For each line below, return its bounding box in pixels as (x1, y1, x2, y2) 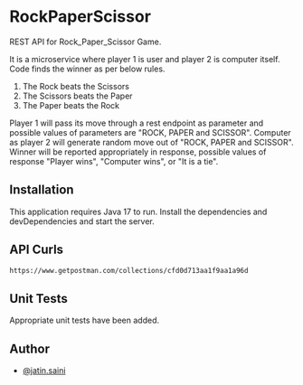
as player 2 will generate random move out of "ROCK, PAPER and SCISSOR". (9, 136, 294, 147)
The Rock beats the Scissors (22, 80, 129, 91)
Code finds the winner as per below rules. (9, 63, 166, 74)
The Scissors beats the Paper (22, 90, 133, 101)
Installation (9, 183, 74, 198)
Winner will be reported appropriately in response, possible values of (9, 146, 267, 157)
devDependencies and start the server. (9, 215, 156, 227)
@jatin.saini (22, 365, 66, 376)
